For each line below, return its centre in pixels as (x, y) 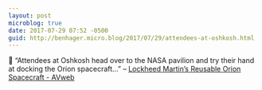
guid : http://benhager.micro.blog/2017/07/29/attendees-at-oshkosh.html (131, 38)
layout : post (30, 16)
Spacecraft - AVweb (41, 77)
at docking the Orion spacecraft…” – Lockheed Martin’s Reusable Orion (125, 69)
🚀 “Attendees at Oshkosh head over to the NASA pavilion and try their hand (131, 61)
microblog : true (35, 23)
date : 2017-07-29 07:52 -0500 (59, 30)
